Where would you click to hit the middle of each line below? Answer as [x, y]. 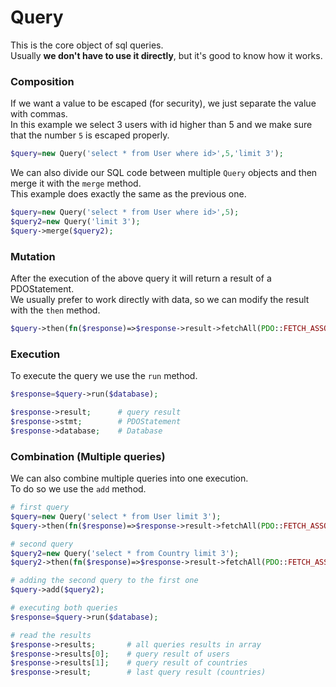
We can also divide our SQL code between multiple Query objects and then [164, 173]
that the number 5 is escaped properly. [90, 135]
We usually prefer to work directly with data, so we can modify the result [160, 300]
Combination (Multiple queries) [88, 456]
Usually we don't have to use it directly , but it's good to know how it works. [166, 55]
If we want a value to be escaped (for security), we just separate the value [163, 103]
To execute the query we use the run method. [104, 376]
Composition [42, 81]
